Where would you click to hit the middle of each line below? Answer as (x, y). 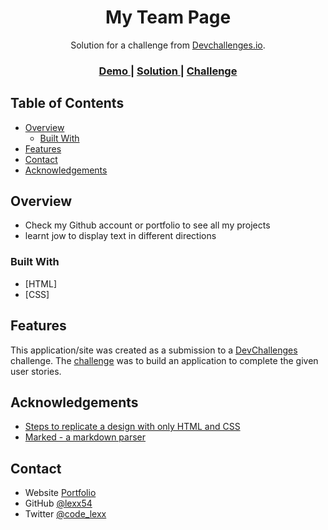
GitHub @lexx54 (58, 503)
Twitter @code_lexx (65, 514)
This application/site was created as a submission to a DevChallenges (154, 350)
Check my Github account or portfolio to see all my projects (147, 225)
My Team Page (168, 17)
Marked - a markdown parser (85, 437)
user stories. (36, 371)
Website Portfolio (60, 493)
